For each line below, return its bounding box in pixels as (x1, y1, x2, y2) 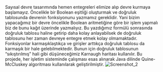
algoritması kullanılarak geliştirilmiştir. (28, 61, 105, 67)
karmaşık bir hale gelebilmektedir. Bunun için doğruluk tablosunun (5, 46, 138, 51)
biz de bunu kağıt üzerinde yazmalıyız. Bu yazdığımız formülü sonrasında (5, 25, 153, 31)
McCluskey (5, 61, 28, 67)
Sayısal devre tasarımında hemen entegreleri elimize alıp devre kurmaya (5, 4, 151, 10)
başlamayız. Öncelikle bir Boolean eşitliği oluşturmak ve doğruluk (5, 9, 136, 15)
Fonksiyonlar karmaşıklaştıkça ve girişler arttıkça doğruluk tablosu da (5, 41, 145, 46)
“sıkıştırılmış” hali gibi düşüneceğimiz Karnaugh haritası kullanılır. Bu (5, 51, 142, 57)
